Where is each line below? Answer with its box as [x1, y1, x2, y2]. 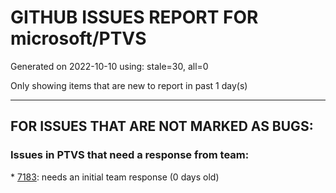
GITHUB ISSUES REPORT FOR [10, 6, 259, 29]
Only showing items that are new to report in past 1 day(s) [10, 79, 248, 91]
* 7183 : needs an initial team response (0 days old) [10, 171, 220, 183]
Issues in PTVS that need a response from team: [10, 148, 250, 162]
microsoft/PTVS [10, 27, 147, 50]
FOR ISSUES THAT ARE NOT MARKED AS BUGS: [10, 118, 314, 135]
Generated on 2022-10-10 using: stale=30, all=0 [10, 60, 209, 72]
